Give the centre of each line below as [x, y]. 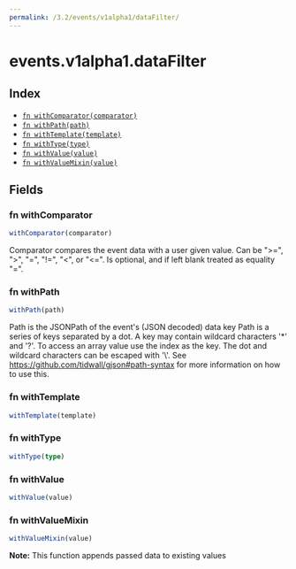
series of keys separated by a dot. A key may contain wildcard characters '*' [148, 336]
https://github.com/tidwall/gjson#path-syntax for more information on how [145, 365]
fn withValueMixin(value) [69, 163]
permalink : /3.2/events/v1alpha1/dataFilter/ [94, 17]
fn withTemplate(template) [72, 135]
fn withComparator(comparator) [80, 116]
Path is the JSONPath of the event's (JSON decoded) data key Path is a [139, 327]
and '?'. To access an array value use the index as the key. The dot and [138, 346]
